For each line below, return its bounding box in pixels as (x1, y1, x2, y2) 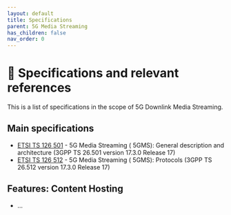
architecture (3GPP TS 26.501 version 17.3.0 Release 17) (17, 148, 176, 156)
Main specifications (7, 123, 94, 134)
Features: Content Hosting (7, 183, 123, 195)
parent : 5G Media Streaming (7, 23, 88, 30)
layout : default (7, 10, 54, 17)
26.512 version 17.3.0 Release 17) (17, 163, 110, 171)
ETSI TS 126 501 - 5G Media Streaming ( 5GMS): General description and (17, 141, 225, 149)
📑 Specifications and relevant (7, 65, 179, 81)
